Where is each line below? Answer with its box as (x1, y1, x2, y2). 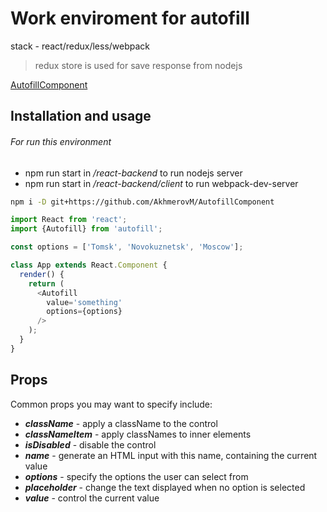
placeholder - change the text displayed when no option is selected (24, 481, 306, 493)
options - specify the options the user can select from (24, 470, 249, 482)
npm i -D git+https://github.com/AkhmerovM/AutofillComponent (10, 197, 275, 207)
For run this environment (10, 135, 112, 147)
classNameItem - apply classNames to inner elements (24, 428, 252, 440)
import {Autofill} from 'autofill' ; (10, 224, 163, 234)
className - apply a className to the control (24, 417, 218, 429)
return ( (28, 278, 65, 289)
